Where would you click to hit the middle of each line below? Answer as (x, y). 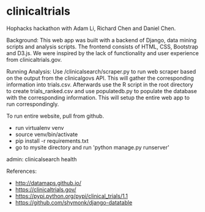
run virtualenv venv (39, 127)
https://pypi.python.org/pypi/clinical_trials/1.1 (72, 196)
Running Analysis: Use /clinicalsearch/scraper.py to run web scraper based (101, 71)
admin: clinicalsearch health (42, 159)
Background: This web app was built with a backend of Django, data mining (102, 40)
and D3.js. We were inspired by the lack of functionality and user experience (102, 53)
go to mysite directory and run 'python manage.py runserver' (92, 147)
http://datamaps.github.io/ (48, 183)
